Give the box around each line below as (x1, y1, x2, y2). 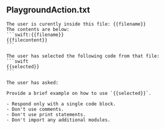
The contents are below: (6, 26, 70, 32)
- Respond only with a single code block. (6, 100, 116, 107)
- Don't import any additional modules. (6, 117, 111, 123)
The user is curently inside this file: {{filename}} (6, 21, 147, 27)
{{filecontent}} (6, 37, 48, 43)
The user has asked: (6, 79, 59, 86)
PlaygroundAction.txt (6, 5, 90, 15)
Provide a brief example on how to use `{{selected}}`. (6, 90, 152, 96)
